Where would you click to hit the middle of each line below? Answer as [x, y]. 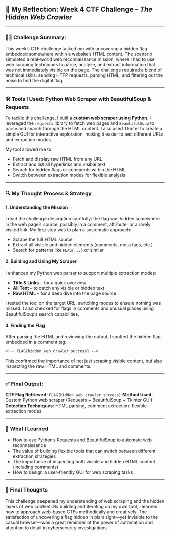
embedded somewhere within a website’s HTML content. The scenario [79, 54]
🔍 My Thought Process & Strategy [49, 194]
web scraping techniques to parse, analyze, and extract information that [80, 65]
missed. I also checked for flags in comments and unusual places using [80, 308]
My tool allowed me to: [29, 149]
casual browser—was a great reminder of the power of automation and [79, 522]
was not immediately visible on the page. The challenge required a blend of [84, 70]
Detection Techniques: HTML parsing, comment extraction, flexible [76, 406]
